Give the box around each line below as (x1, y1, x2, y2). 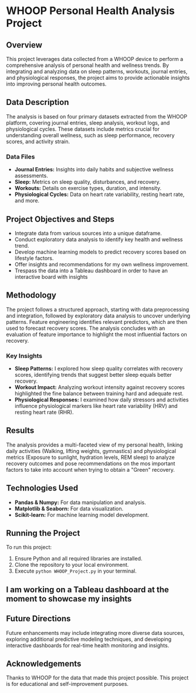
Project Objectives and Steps (6, 214, 114, 224)
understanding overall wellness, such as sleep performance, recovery (6, 131, 175, 138)
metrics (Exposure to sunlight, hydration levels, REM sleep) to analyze (6, 454, 175, 461)
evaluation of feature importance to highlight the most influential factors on (6, 330, 188, 338)
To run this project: (6, 544, 52, 551)
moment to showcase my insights (6, 594, 132, 604)
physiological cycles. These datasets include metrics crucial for (6, 125, 160, 133)
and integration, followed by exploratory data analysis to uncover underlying (6, 312, 191, 319)
